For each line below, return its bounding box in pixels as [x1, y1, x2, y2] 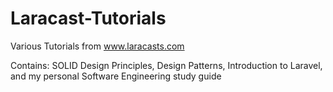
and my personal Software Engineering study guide [10, 70, 222, 82]
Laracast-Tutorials [10, 7, 167, 30]
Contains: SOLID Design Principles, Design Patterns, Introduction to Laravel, [10, 59, 323, 71]
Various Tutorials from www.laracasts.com [10, 40, 185, 52]
